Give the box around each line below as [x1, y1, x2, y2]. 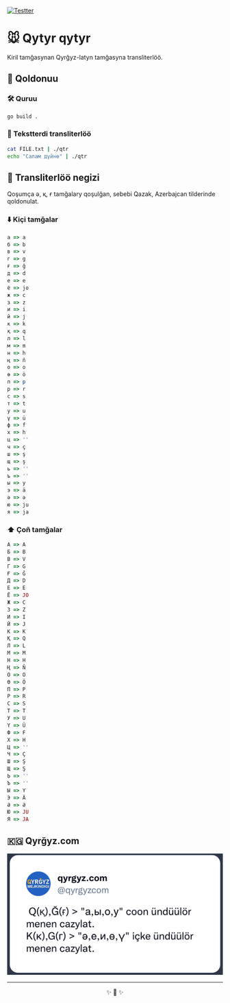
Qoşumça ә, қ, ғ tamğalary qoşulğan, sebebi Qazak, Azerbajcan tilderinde [7, 190, 216, 198]
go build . [7, 113, 38, 120]
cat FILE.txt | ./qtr [7, 145, 69, 152]
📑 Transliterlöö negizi [7, 171, 100, 183]
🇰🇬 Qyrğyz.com [7, 835, 80, 847]
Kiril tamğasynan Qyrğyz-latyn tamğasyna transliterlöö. [7, 53, 163, 61]
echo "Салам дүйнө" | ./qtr [7, 153, 88, 160]
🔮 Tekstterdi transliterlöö [7, 129, 92, 138]
